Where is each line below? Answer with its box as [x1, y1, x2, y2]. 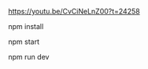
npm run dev [8, 53, 50, 61]
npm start [8, 37, 40, 46]
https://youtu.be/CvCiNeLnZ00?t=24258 [8, 7, 140, 16]
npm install [8, 22, 44, 31]
